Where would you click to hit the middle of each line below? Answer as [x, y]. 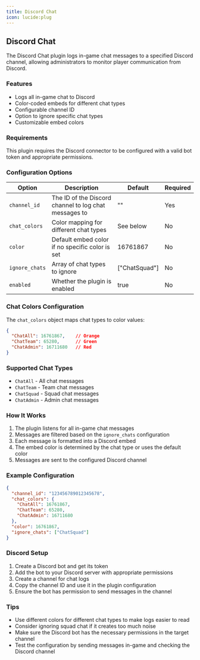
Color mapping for [77, 222]
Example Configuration [40, 476]
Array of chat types [79, 264]
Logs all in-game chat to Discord [55, 97]
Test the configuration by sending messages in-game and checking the [102, 645]
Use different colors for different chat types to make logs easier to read [102, 620]
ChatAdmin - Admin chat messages [57, 400]
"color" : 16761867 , [36, 526]
